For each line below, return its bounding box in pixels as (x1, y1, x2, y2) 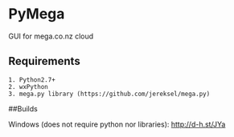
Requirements (8, 54, 80, 68)
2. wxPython (8, 83, 48, 91)
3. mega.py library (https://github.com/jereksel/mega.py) (8, 90, 211, 98)
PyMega (8, 5, 65, 23)
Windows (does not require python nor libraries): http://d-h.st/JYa (8, 119, 226, 129)
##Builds (8, 103, 38, 113)
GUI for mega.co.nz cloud (8, 31, 94, 41)
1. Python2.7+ (8, 75, 56, 84)
